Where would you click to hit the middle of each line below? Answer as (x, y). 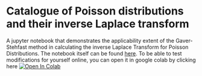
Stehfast (17, 47)
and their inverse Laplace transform (98, 24)
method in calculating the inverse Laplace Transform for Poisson (108, 47)
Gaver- (184, 40)
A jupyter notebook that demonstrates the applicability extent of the (90, 40)
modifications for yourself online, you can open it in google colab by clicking (101, 60)
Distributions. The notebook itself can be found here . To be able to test (94, 53)
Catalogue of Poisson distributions (95, 11)
